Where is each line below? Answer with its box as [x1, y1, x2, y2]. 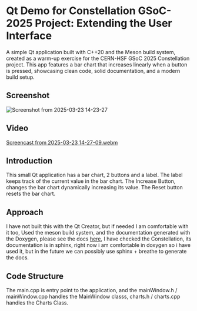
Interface [6, 29, 52, 42]
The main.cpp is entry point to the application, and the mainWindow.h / [6, 287, 178, 293]
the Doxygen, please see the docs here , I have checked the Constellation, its [6, 235, 192, 242]
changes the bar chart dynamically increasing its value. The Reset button [6, 184, 183, 191]
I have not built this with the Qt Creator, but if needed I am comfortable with [6, 223, 189, 230]
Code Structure [6, 271, 64, 281]
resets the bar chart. [6, 190, 56, 198]
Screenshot [6, 91, 50, 101]
